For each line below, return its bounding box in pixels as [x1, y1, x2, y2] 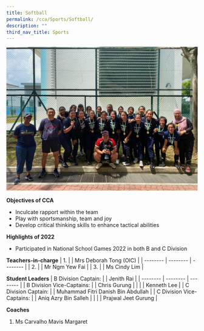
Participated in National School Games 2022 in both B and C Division [15, 245, 188, 253]
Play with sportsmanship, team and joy [15, 215, 112, 222]
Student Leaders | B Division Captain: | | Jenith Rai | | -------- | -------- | [6, 275, 189, 282]
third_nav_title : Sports [6, 29, 69, 35]
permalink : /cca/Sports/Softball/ [6, 16, 94, 23]
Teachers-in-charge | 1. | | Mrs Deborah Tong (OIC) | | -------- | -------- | [6, 257, 192, 264]
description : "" [6, 23, 47, 29]
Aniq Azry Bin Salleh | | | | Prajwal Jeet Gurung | [38, 294, 158, 302]
